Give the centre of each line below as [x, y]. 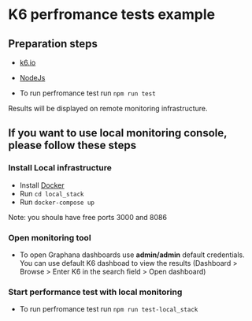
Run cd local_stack [52, 193]
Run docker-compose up [57, 202]
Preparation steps [53, 44]
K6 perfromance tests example [112, 15]
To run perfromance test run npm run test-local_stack [109, 309]
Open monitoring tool [50, 237]
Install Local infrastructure [60, 168]
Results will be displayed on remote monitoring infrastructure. [108, 108]
